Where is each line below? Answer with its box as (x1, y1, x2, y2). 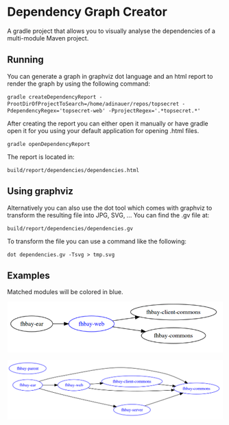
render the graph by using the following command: (7, 80, 151, 88)
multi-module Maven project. (7, 34, 89, 42)
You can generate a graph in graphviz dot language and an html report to (7, 72, 213, 80)
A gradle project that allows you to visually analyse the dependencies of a (7, 27, 216, 35)
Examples (7, 269, 50, 281)
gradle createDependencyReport (7, 93, 97, 100)
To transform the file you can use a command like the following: (7, 237, 187, 245)
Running (7, 54, 45, 66)
